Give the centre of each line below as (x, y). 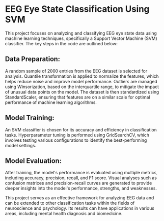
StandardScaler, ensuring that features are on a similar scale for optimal (78, 97)
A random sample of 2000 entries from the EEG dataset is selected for (76, 71)
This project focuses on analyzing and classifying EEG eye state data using (81, 33)
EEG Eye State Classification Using (77, 9)
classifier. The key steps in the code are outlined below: (61, 43)
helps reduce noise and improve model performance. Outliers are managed (81, 81)
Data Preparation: (33, 59)
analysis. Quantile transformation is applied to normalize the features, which (82, 76)
